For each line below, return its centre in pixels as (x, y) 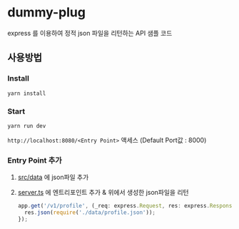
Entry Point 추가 (35, 160)
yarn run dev (27, 126)
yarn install (27, 93)
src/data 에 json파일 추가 (53, 177)
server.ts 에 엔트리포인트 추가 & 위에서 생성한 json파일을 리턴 (103, 193)
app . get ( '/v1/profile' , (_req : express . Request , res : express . (114, 206)
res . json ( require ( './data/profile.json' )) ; (90, 213)
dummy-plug (46, 12)
